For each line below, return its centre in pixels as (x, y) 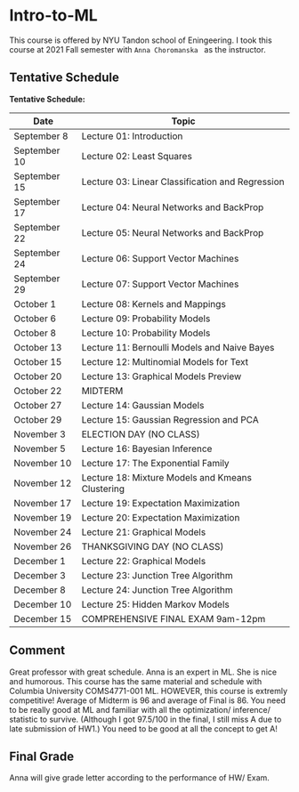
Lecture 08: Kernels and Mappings (154, 303)
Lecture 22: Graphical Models (144, 561)
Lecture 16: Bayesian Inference (147, 449)
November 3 (40, 434)
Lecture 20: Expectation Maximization (161, 517)
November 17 (43, 503)
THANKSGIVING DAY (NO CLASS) (153, 546)
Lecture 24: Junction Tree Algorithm (157, 590)
